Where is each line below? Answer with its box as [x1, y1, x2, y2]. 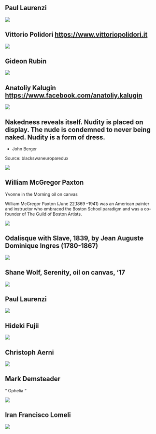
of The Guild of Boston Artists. [21, 211, 82, 217]
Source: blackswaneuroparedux [5, 155, 69, 161]
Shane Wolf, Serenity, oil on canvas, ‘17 [5, 269, 126, 277]
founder [5, 211, 21, 217]
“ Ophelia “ [5, 387, 27, 393]
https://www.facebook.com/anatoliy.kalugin [5, 91, 142, 99]
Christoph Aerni [5, 348, 54, 356]
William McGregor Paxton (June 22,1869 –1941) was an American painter [5, 201, 150, 207]
